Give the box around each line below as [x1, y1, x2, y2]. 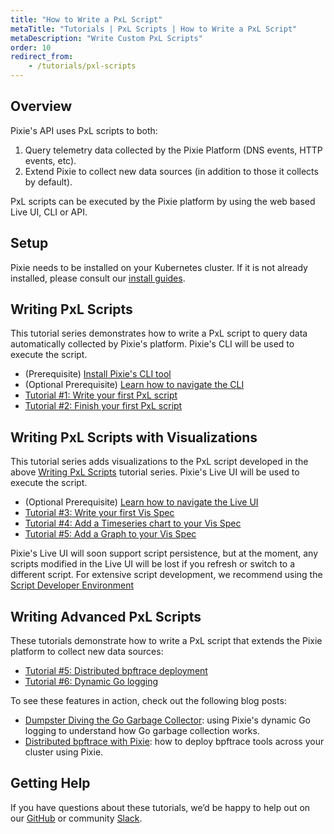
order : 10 [10, 42, 52, 53]
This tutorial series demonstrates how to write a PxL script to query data [10, 327, 308, 340]
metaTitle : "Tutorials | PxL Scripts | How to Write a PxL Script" [10, 24, 298, 34]
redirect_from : [10, 52, 74, 62]
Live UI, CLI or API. [10, 206, 88, 218]
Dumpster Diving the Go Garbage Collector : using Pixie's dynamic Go [24, 714, 311, 726]
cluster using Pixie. [24, 746, 104, 758]
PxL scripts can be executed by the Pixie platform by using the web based [10, 195, 316, 207]
